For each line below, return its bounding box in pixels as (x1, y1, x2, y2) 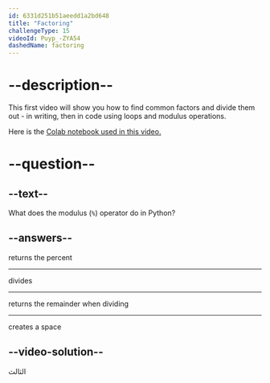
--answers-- (8, 231, 72, 245)
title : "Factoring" (8, 19, 74, 27)
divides (8, 275, 33, 285)
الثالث (8, 366, 27, 376)
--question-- (8, 155, 96, 173)
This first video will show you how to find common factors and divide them (8, 103, 256, 112)
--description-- (8, 76, 114, 95)
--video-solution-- (8, 345, 104, 359)
